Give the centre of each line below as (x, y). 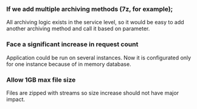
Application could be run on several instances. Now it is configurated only (99, 58)
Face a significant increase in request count (72, 44)
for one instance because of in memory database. (69, 64)
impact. (16, 99)
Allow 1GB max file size (41, 79)
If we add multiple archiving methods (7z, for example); (90, 9)
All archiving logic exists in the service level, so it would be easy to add (95, 22)
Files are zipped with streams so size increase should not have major (93, 93)
